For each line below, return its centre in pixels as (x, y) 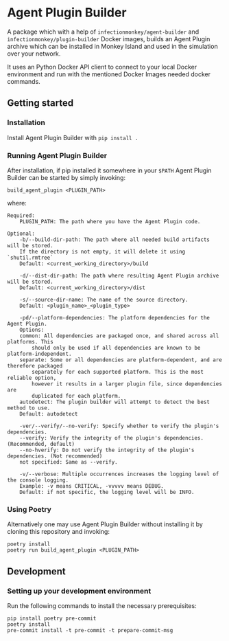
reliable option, (32, 378)
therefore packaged (35, 366)
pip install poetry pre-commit (52, 618)
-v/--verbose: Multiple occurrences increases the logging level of (119, 474)
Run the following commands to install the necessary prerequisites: (102, 605)
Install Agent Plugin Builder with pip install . (73, 137)
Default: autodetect (49, 414)
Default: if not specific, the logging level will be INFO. (107, 492)
